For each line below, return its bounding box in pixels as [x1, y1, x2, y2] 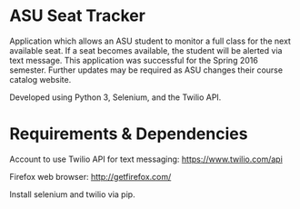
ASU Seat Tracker [9, 5, 145, 26]
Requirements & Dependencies [9, 124, 248, 144]
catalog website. [9, 74, 72, 85]
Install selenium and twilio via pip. [9, 188, 135, 200]
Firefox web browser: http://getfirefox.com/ [9, 171, 172, 182]
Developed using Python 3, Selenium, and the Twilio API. [9, 92, 222, 103]
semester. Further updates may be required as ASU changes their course [9, 65, 284, 75]
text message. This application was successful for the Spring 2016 [9, 55, 259, 65]
